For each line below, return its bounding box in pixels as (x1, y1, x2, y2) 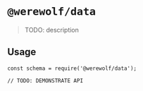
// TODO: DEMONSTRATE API (7, 77, 83, 84)
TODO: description (24, 25, 80, 34)
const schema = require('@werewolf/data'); (7, 65, 137, 72)
